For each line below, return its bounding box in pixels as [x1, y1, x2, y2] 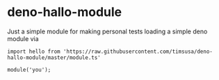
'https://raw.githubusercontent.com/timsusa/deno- [63, 48, 213, 55]
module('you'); [7, 66, 51, 73]
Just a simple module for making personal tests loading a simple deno [7, 27, 208, 35]
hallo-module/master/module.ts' [7, 54, 101, 61]
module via [7, 34, 40, 42]
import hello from [7, 48, 60, 55]
